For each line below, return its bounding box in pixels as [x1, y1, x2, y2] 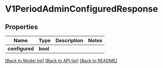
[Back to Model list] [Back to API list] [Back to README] [5, 58, 117, 64]
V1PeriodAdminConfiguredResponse [5, 3, 158, 15]
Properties [5, 23, 38, 31]
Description [55, 37, 84, 44]
